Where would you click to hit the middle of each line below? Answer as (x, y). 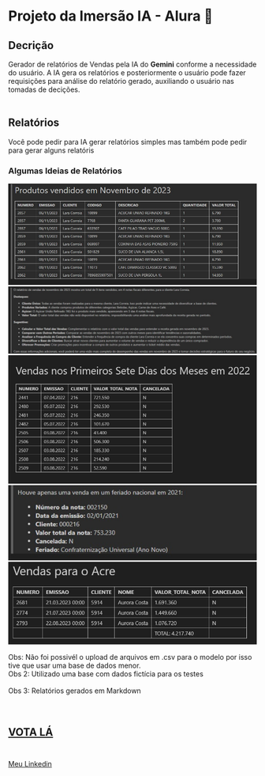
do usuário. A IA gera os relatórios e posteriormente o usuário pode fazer (127, 73)
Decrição (31, 45)
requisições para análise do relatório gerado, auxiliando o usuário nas (121, 81)
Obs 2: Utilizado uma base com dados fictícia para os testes (106, 674)
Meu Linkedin (30, 763)
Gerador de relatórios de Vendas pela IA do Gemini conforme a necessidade (132, 64)
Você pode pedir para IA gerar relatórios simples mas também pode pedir (128, 142)
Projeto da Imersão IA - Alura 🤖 (111, 16)
